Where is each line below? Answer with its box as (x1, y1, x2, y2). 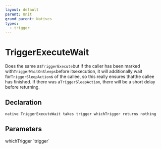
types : (5, 21, 19, 26)
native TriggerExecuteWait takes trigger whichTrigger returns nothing (5, 112, 156, 116)
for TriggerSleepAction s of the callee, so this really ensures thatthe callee (5, 74, 155, 79)
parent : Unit (5, 12, 32, 17)
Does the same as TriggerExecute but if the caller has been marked (5, 63, 140, 69)
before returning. (5, 84, 40, 90)
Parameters (5, 125, 42, 133)
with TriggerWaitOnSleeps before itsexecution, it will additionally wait (5, 69, 143, 74)
